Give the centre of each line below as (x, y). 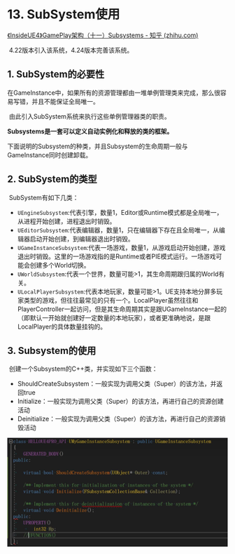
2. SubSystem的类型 (52, 179)
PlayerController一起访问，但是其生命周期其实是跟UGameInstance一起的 (122, 309)
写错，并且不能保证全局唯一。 (56, 101)
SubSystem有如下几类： (44, 197)
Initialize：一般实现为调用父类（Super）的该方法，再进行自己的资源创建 (120, 402)
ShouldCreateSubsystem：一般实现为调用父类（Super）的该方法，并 (117, 384)
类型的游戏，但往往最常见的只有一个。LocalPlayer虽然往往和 (111, 300)
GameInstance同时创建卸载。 (50, 154)
